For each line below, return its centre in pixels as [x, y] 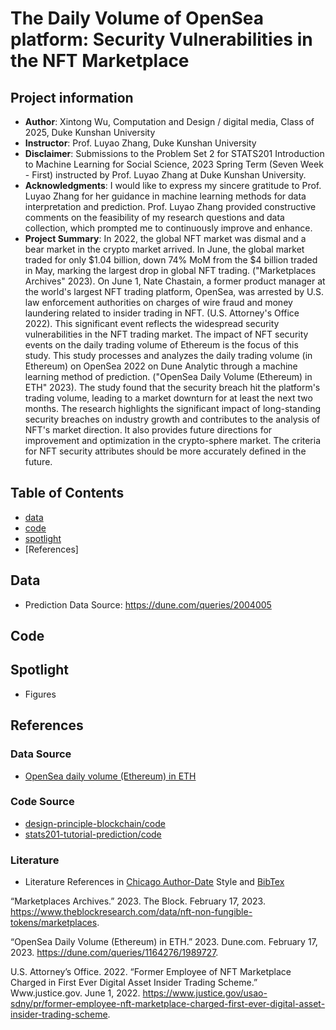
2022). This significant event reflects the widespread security [152, 323]
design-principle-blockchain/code [95, 823]
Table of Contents [67, 493]
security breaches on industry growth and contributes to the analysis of [172, 419]
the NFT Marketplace [100, 61]
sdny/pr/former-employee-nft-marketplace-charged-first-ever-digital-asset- [168, 1004]
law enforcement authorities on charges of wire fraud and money [158, 302]
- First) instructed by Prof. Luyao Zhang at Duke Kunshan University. [165, 175]
